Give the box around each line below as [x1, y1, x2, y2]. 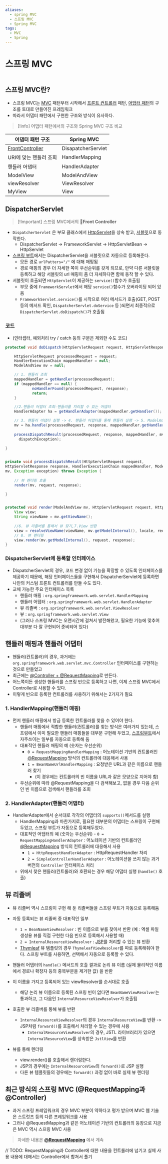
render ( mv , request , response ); [14, 482, 81, 487]
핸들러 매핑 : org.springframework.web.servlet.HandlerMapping [19, 592, 148, 598]
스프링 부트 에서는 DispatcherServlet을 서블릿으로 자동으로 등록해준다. [12, 252, 150, 258]
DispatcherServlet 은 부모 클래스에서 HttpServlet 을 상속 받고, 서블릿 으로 [12, 229, 156, 235]
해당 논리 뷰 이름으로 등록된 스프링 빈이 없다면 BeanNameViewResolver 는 [19, 989, 159, 995]
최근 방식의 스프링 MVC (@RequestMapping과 [5, 1085, 145, 1094]
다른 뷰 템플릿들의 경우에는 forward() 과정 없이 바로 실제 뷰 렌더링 [19, 1069, 149, 1075]
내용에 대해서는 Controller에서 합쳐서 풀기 [10, 1153, 92, 1159]
